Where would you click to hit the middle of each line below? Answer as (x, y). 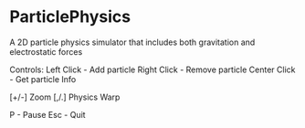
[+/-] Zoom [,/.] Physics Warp (65, 97)
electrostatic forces (46, 51)
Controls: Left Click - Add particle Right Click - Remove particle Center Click (152, 69)
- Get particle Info (43, 79)
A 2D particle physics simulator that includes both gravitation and (132, 42)
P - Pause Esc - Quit (47, 114)
